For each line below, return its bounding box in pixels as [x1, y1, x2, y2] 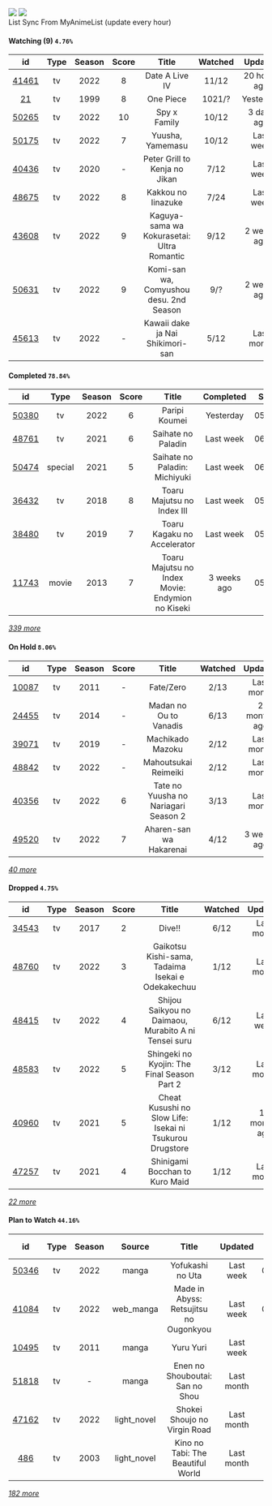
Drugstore [151, 1142, 189, 1154]
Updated [219, 1241, 254, 1253]
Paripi [161, 405, 185, 416]
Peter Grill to [142, 153, 191, 165]
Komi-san [147, 264, 186, 275]
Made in [173, 1283, 205, 1294]
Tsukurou [151, 1132, 188, 1143]
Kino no [174, 1437, 204, 1448]
